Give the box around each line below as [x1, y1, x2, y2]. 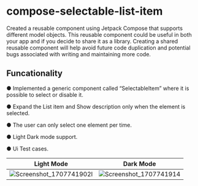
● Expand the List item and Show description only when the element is [6, 103, 186, 110]
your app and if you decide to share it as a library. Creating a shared [6, 37, 178, 45]
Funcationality [6, 69, 63, 79]
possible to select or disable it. [6, 91, 84, 99]
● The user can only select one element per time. [6, 121, 132, 128]
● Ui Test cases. [6, 145, 49, 152]
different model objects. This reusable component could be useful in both [6, 31, 192, 38]
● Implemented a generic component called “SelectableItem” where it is [6, 84, 189, 92]
